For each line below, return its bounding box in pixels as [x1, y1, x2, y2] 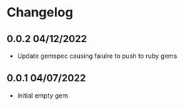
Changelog [6, 4, 73, 21]
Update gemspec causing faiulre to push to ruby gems [16, 51, 178, 60]
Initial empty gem [16, 91, 68, 100]
